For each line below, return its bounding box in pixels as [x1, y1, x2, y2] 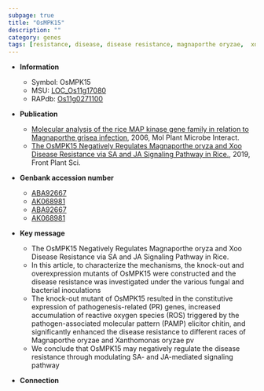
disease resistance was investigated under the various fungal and [31, 277, 244, 287]
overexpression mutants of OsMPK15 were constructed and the [31, 269, 236, 279]
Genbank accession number [19, 174, 114, 183]
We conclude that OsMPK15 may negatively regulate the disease [31, 344, 240, 353]
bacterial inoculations [31, 286, 101, 295]
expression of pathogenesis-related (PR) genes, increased [31, 302, 221, 312]
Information [19, 62, 60, 71]
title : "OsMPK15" [8, 19, 65, 27]
